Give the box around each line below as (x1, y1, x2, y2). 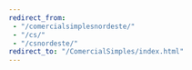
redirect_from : (8, 13, 66, 23)
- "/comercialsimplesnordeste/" (12, 22, 136, 31)
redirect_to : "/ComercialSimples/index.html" (8, 47, 184, 56)
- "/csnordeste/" (12, 38, 78, 48)
